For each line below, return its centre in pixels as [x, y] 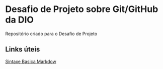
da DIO [20, 20]
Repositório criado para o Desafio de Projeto [51, 33]
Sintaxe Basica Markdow [31, 61]
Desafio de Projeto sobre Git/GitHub [82, 9]
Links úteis [23, 49]
